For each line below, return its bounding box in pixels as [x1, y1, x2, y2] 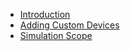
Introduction [19, 9, 71, 20]
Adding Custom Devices [19, 19, 120, 31]
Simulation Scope [19, 30, 93, 41]
